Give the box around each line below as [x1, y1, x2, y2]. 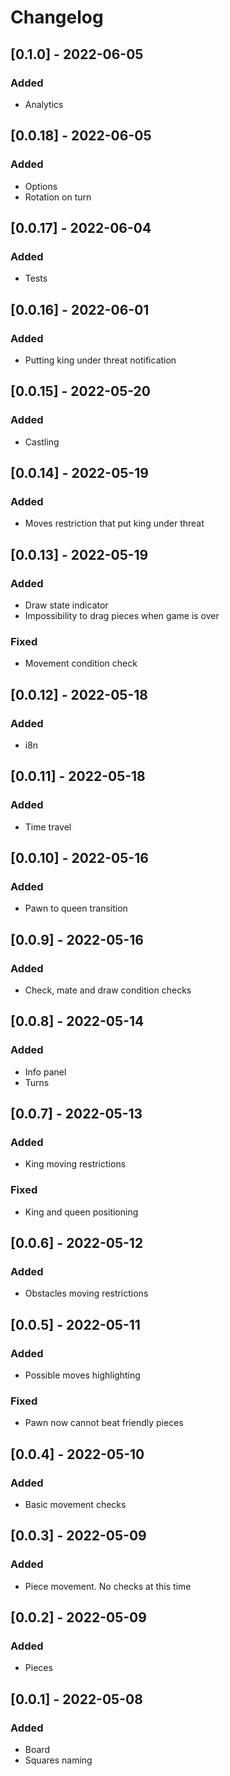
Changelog [10, 6, 104, 29]
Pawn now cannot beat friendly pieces [24, 1417, 184, 1429]
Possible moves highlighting [24, 1369, 141, 1381]
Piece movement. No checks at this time [24, 1580, 192, 1592]
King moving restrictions [24, 1158, 127, 1170]
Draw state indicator [24, 599, 109, 611]
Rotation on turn [24, 191, 92, 203]
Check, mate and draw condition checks [24, 984, 192, 996]
